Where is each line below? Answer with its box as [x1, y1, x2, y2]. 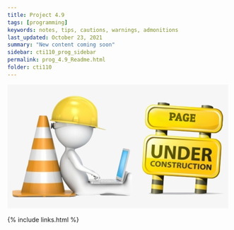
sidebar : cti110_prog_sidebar [7, 49, 97, 56]
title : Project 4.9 [7, 11, 65, 18]
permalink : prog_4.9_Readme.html [7, 57, 106, 64]
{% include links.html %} [7, 215, 79, 224]
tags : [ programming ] [7, 18, 69, 26]
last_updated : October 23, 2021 [7, 34, 103, 41]
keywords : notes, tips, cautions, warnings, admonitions [7, 26, 179, 33]
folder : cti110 [7, 64, 52, 71]
